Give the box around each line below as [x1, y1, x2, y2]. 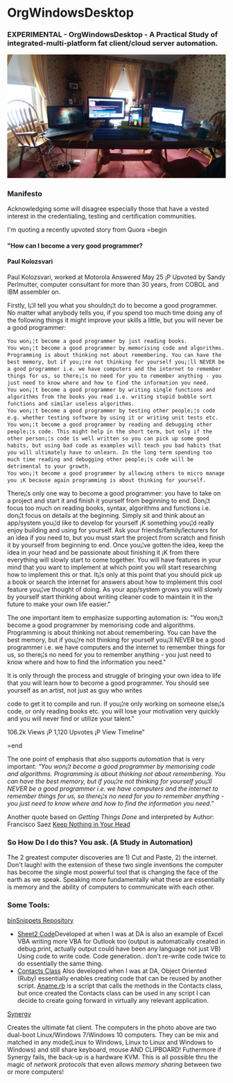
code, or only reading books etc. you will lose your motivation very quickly [7, 707, 220, 716]
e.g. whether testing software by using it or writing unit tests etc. [7, 414, 218, 422]
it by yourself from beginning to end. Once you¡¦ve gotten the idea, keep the [7, 541, 224, 549]
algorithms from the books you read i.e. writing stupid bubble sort [7, 393, 213, 401]
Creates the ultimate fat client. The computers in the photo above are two [7, 1023, 217, 1031]
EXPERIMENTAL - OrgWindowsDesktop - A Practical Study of [7, 30, 218, 40]
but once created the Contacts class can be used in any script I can [17, 988, 211, 997]
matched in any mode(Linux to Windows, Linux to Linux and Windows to [7, 1038, 214, 1046]
